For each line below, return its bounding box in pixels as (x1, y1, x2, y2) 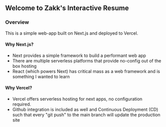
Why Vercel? (5, 85, 32, 91)
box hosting (12, 63, 37, 69)
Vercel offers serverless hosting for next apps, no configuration (12, 96, 143, 102)
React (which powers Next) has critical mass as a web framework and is (12, 68, 161, 74)
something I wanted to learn (12, 73, 70, 79)
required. (12, 101, 31, 107)
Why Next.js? (5, 42, 34, 48)
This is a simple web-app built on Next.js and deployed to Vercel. (5, 30, 138, 36)
